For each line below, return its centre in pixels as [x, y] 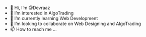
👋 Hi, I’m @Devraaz [30, 8]
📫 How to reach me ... [33, 29]
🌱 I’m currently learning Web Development [54, 18]
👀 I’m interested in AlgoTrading [42, 13]
